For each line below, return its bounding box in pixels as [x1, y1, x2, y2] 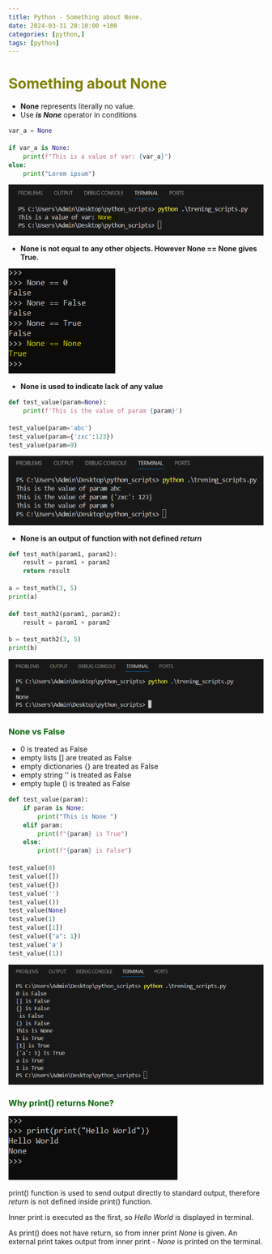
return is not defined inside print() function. [8, 1196, 152, 1207]
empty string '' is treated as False [19, 770, 132, 780]
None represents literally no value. [19, 101, 135, 111]
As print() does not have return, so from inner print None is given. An [8, 1228, 238, 1238]
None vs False [8, 725, 66, 737]
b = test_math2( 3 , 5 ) [8, 636, 82, 644]
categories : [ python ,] [8, 30, 85, 38]
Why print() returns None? [8, 1097, 115, 1108]
